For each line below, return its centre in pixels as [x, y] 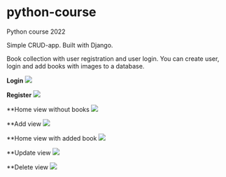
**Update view [29, 153]
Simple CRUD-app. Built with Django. [60, 45]
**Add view [24, 124]
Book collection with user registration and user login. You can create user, [113, 58]
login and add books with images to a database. [76, 66]
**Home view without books [48, 109]
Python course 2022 [36, 31]
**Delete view [28, 167]
